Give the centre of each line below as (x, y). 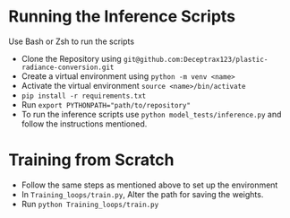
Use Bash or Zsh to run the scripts (72, 41)
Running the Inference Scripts (122, 17)
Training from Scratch (91, 160)
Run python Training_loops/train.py (90, 204)
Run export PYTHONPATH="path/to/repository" (106, 104)
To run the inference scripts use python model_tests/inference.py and (151, 114)
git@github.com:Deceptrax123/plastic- (196, 59)
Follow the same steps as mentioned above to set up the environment (149, 185)
